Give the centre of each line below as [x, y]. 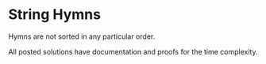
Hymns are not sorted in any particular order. [82, 36]
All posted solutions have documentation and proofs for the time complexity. [133, 51]
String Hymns [55, 15]
